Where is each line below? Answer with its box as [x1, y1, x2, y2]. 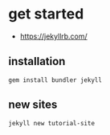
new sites [8, 98, 58, 112]
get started [8, 5, 84, 23]
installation [8, 55, 66, 68]
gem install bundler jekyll [8, 76, 103, 84]
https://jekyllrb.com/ [19, 31, 88, 41]
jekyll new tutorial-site [8, 119, 95, 127]
